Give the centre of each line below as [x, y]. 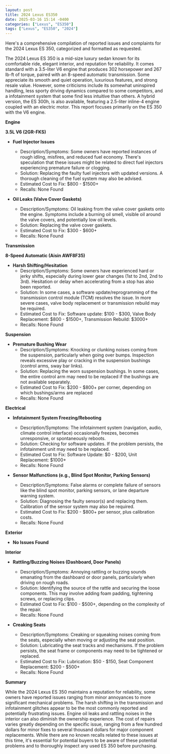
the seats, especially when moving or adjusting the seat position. [88, 640]
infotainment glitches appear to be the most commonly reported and [76, 708]
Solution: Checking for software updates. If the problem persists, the [92, 444]
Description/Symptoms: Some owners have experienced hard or [87, 271]
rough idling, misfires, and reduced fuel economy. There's [80, 157]
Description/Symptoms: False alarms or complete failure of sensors [90, 485]
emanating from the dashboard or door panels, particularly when [88, 577]
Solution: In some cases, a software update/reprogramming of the [89, 293]
